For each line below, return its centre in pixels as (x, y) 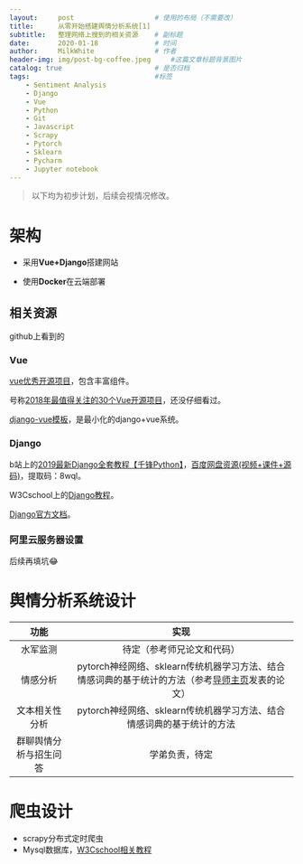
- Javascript (50, 127)
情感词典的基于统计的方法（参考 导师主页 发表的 (177, 680)
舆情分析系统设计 (73, 601)
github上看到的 (37, 336)
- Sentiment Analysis (66, 85)
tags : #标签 (91, 77)
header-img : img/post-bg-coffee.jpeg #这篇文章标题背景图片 (126, 60)
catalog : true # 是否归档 (100, 69)
